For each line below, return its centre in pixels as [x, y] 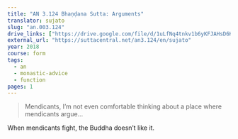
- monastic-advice [41, 73]
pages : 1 [20, 87]
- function [30, 80]
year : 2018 [23, 47]
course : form [27, 54]
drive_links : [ [30, 34]
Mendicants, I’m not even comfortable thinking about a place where [123, 106]
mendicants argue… [54, 114]
